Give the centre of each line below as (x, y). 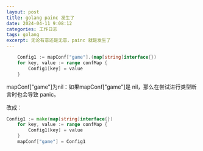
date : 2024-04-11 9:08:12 (39, 23)
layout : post (23, 12)
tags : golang (23, 35)
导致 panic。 (43, 94)
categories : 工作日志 (32, 29)
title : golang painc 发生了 (41, 18)
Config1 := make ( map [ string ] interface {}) (60, 119)
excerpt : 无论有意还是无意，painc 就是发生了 (59, 40)
